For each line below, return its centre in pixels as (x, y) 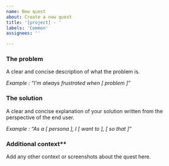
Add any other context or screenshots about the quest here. (79, 157)
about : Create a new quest (39, 17)
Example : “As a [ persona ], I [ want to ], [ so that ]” (69, 128)
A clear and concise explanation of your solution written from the (84, 111)
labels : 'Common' (27, 28)
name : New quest (26, 11)
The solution (24, 99)
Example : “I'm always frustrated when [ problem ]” (68, 83)
